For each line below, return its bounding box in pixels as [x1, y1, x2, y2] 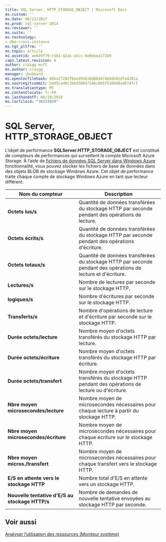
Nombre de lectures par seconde [79, 279, 156, 286]
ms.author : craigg [5, 67, 43, 72]
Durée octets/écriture [7, 354, 60, 361]
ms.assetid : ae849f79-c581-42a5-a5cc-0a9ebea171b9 [5, 53, 112, 58]
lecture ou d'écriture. [79, 387, 127, 394]
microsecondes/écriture [7, 434, 66, 441]
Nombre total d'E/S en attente [79, 475, 148, 482]
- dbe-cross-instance [5, 40, 50, 45]
